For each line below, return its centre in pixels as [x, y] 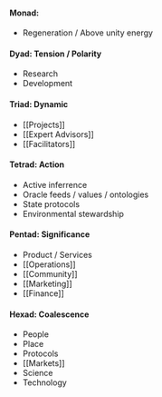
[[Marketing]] [47, 284]
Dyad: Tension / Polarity [56, 54]
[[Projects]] [43, 124]
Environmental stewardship [73, 213]
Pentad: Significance [50, 234]
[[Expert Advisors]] [58, 134]
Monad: [24, 13]
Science [38, 373]
